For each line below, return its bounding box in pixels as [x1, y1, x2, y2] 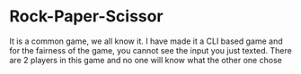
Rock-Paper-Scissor [9, 6, 164, 27]
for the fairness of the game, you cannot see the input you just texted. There [9, 45, 292, 55]
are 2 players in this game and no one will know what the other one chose [9, 54, 283, 65]
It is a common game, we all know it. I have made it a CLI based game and [9, 36, 283, 46]
